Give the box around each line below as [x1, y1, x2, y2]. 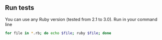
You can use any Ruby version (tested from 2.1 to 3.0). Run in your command [5, 16, 158, 22]
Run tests [5, 4, 34, 12]
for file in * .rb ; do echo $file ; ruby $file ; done [5, 30, 111, 35]
